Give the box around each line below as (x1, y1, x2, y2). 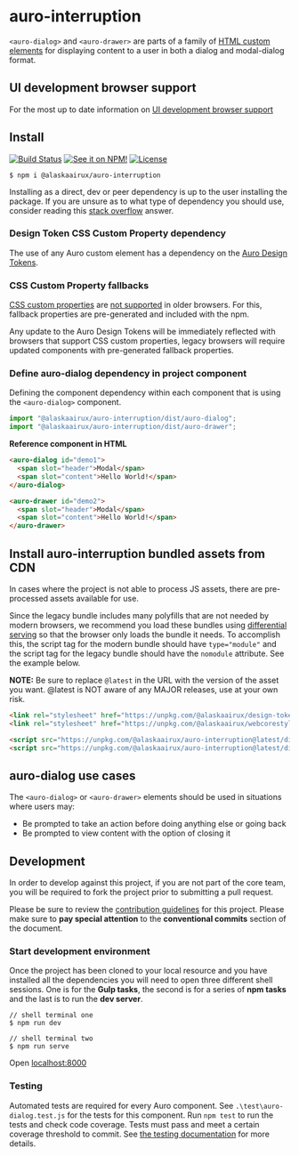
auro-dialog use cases (9, 768, 136, 783)
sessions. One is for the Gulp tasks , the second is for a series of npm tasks (9, 984, 287, 995)
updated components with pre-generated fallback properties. (9, 345, 234, 356)
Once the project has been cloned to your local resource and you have (9, 966, 268, 976)
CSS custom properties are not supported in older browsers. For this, (9, 300, 263, 311)
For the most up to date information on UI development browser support (9, 104, 274, 115)
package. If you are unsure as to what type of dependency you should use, (9, 196, 285, 206)
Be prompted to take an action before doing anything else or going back (21, 819, 287, 829)
